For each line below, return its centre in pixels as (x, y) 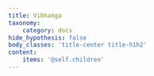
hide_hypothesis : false (48, 38)
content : (23, 52)
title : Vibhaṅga (35, 15)
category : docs (48, 30)
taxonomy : (25, 23)
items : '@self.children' (64, 60)
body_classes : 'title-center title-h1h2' (78, 45)
